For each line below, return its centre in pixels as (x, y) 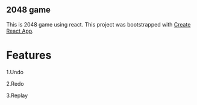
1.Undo (15, 72)
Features (29, 55)
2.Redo (15, 83)
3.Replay (17, 95)
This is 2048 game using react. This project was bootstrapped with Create (98, 24)
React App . (20, 31)
